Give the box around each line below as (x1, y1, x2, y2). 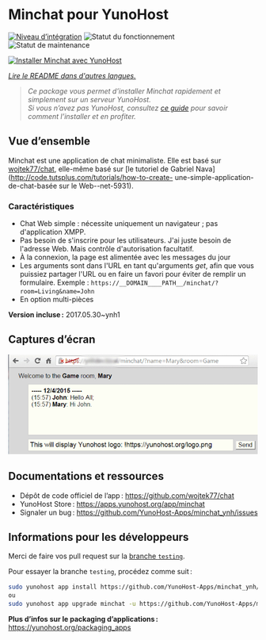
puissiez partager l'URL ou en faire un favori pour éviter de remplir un (19, 270, 247, 279)
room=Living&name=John (19, 288, 95, 296)
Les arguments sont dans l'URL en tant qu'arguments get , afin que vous (19, 261, 255, 270)
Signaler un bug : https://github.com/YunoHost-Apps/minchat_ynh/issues (19, 508, 259, 517)
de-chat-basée (8, 181, 58, 190)
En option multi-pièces (19, 295, 94, 305)
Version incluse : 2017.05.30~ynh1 (8, 310, 120, 320)
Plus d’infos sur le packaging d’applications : (8, 614, 158, 623)
